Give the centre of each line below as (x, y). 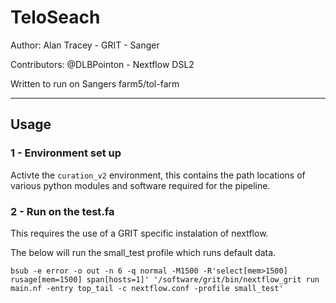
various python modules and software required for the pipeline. (140, 185)
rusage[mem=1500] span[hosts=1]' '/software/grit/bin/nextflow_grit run (165, 279)
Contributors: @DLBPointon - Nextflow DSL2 (102, 64)
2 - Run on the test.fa (62, 211)
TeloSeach (55, 17)
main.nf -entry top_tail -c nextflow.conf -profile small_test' (147, 288)
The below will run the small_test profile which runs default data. (143, 252)
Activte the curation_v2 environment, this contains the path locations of (158, 175)
